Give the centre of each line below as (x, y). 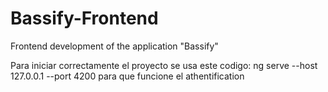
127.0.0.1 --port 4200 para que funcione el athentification (127, 76)
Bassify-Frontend (84, 18)
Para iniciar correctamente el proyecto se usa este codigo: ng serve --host (164, 65)
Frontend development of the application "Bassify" (114, 46)
